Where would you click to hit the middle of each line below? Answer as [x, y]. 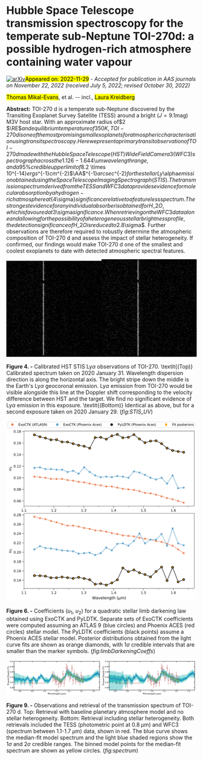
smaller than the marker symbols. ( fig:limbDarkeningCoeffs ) [81, 651]
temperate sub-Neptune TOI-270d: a [100, 36]
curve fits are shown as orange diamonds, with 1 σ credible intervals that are [101, 645]
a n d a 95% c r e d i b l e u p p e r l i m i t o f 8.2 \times [56, 167]
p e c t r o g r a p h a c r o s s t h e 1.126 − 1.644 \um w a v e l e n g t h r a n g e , [78, 160]
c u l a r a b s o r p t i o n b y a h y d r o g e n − [45, 192]
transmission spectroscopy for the [95, 23]
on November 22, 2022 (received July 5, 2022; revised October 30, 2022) [98, 85]
